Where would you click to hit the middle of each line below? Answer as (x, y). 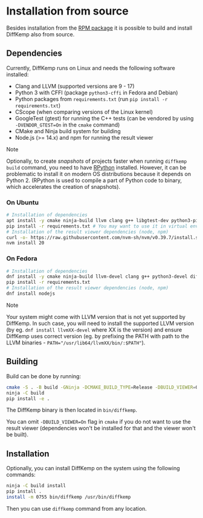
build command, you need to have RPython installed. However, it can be (96, 167)
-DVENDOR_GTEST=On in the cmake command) (67, 125)
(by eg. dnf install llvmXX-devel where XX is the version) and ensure (94, 329)
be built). (18, 434)
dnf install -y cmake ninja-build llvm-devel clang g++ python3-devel (97, 277)
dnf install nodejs (31, 294)
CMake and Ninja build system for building (68, 131)
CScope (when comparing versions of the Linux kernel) (84, 112)
